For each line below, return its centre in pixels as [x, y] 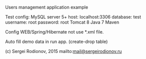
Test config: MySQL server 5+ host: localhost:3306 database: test [73, 17]
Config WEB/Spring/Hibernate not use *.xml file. [54, 32]
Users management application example [47, 7]
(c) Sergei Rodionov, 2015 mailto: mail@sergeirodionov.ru [63, 51]
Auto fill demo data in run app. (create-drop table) [56, 41]
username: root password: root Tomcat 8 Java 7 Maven [62, 22]
